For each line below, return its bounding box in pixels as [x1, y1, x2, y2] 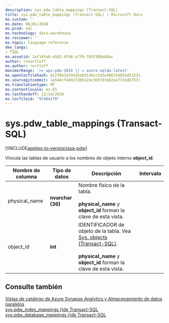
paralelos [5, 301, 25, 307]
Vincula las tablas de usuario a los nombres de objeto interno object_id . [5, 155, 154, 161]
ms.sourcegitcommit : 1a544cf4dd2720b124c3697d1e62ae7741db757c [5, 77, 141, 83]
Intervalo [139, 170, 161, 177]
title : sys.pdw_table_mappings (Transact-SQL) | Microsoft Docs [5, 12, 143, 17]
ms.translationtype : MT [5, 82, 55, 87]
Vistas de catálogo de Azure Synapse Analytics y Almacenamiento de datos [5, 296, 162, 302]
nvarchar [50, 194, 72, 201]
